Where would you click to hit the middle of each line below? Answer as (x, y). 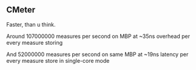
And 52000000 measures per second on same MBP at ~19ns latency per (97, 54)
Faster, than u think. (31, 24)
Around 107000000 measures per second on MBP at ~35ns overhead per (98, 36)
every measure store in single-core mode (58, 60)
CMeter (21, 10)
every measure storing (35, 42)
